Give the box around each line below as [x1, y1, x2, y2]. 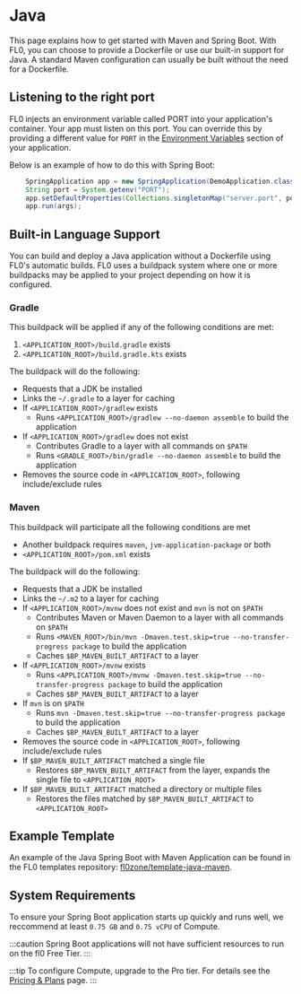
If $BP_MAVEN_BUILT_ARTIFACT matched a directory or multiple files [21, 783, 262, 794]
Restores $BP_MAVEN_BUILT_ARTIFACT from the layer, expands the [35, 764, 271, 775]
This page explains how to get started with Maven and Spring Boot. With [9, 35, 277, 46]
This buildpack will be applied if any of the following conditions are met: [9, 322, 275, 333]
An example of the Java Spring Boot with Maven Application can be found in [9, 852, 291, 863]
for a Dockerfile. [9, 64, 69, 74]
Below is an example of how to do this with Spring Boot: [9, 159, 215, 170]
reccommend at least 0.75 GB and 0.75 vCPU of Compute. [9, 921, 220, 932]
